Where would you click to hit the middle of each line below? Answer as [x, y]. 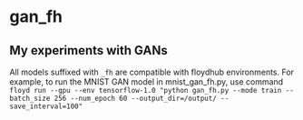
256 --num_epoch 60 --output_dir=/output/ [136, 98]
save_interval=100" [46, 106]
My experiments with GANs [88, 50]
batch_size [30, 98]
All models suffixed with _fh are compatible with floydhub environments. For [152, 72]
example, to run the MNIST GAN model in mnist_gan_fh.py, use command [147, 82]
